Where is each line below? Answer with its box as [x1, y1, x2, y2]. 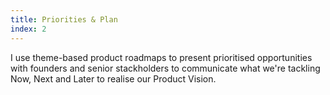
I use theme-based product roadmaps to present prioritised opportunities [10, 51, 313, 63]
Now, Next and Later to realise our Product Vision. [10, 72, 217, 85]
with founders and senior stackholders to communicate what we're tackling [10, 62, 321, 74]
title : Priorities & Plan [10, 14, 118, 25]
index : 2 [10, 24, 47, 34]
